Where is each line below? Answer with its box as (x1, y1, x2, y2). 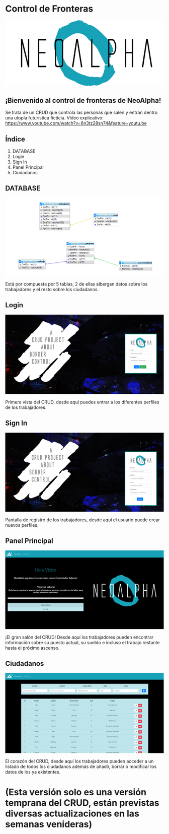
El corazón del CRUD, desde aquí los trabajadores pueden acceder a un (5, 758, 154, 764)
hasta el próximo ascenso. (5, 645, 60, 651)
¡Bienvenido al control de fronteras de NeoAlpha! (5, 96, 161, 105)
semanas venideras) (5, 818, 92, 830)
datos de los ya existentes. (5, 769, 61, 775)
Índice (5, 134, 25, 144)
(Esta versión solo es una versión (5, 786, 147, 798)
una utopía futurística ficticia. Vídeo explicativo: (5, 115, 104, 121)
